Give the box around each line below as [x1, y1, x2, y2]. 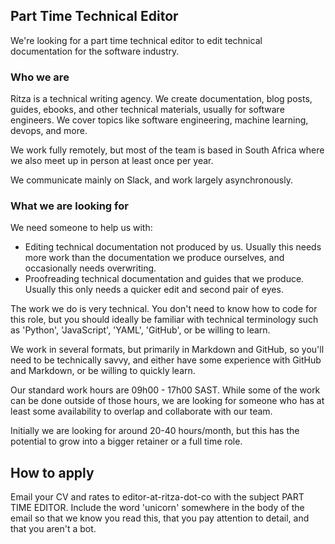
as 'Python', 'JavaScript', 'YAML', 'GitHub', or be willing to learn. [10, 324, 271, 336]
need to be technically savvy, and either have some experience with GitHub [10, 354, 322, 366]
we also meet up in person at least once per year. [10, 155, 214, 167]
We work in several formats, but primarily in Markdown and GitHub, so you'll [10, 344, 325, 356]
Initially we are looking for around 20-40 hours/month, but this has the [10, 425, 300, 437]
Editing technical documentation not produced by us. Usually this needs [24, 241, 322, 253]
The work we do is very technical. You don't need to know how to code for [10, 303, 318, 315]
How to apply [10, 464, 95, 481]
